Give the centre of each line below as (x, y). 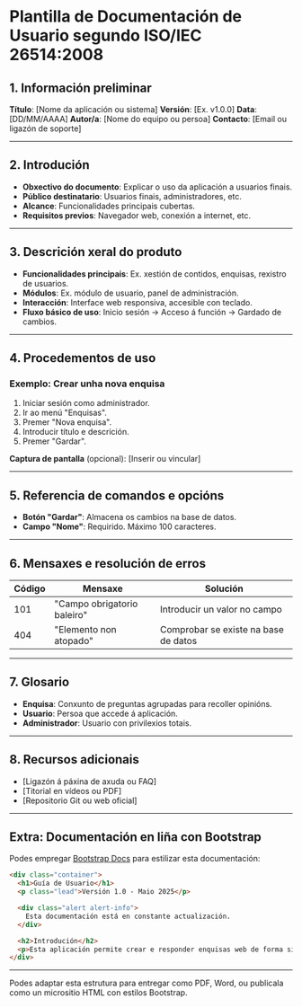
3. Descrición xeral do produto (96, 252)
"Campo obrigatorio (96, 604)
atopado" (74, 640)
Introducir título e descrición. (75, 432)
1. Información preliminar (81, 88)
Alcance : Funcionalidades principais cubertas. (109, 206)
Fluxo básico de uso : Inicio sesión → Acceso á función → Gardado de (151, 312)
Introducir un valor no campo (222, 609)
